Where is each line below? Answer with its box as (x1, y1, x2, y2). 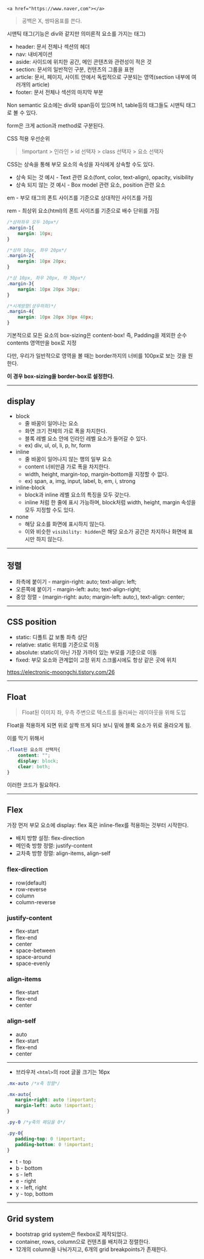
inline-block (15, 484, 46, 491)
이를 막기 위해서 (7, 735, 45, 742)
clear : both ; (18, 763, 51, 770)
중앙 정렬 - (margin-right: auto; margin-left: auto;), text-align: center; (15, 593, 185, 600)
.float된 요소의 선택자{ (7, 747, 61, 753)
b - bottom (15, 1164, 43, 1172)
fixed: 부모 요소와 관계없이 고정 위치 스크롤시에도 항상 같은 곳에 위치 (15, 656, 177, 664)
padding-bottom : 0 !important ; (15, 1141, 94, 1148)
